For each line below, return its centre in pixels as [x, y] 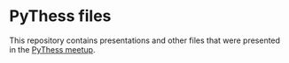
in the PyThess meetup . [52, 49]
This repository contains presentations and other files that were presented [145, 40]
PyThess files [60, 16]
